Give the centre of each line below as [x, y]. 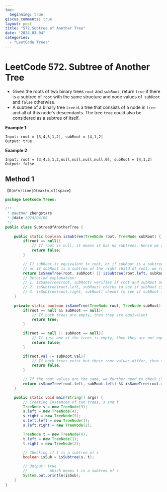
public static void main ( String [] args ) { [59, 397]
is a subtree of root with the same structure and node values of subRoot [86, 97]
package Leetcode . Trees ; [31, 200]
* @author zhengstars [30, 213]
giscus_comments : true [29, 19]
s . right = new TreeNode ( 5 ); [52, 416]
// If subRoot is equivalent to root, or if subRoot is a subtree [93, 264]
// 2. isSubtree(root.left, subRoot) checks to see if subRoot [90, 287]
